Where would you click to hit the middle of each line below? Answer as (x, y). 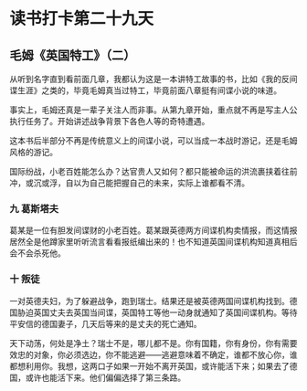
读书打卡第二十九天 (82, 19)
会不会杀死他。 (37, 253)
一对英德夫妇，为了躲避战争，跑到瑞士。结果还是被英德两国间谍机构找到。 (149, 301)
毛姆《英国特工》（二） (73, 55)
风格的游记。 (33, 152)
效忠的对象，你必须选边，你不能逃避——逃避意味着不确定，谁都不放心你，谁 (153, 354)
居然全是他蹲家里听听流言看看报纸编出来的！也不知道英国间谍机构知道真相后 (153, 242)
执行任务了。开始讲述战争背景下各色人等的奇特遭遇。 (110, 121)
